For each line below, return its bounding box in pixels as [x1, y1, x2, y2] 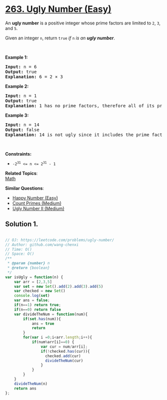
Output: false [5, 127, 40, 133]
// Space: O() [5, 251, 35, 256]
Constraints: [5, 151, 32, 157]
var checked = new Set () [14, 288, 66, 294]
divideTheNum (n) [14, 381, 48, 386]
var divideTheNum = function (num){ [14, 312, 88, 317]
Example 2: [5, 83, 29, 89]
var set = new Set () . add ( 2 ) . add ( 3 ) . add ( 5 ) [14, 284, 103, 289]
